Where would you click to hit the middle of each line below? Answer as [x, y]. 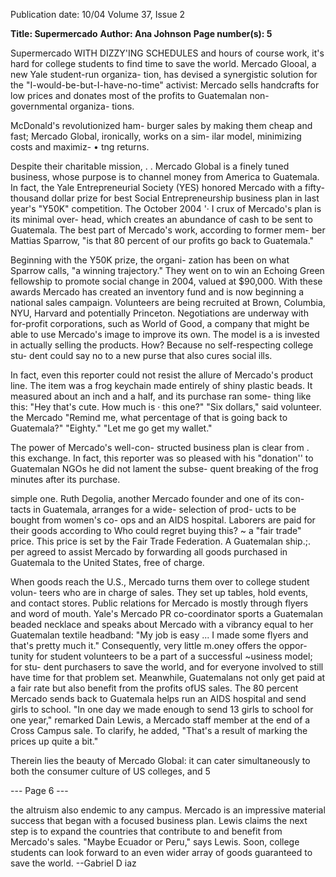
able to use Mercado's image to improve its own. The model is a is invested [165, 334]
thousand [30, 198]
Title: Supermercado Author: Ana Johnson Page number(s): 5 [141, 33]
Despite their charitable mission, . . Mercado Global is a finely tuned [150, 166]
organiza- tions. [102, 106]
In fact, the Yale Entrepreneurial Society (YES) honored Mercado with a [156, 187]
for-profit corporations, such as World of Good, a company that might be [160, 323]
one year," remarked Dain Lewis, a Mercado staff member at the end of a [160, 720]
